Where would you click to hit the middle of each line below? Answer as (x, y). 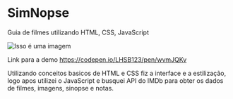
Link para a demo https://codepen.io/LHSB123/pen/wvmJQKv (97, 59)
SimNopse (38, 13)
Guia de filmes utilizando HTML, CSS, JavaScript (78, 32)
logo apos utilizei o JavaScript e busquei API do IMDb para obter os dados (115, 80)
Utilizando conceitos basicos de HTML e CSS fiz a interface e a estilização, (117, 73)
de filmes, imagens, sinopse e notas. (61, 88)
